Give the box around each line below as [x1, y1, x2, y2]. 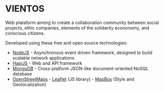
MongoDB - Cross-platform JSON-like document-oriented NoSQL [12, 65, 149, 71]
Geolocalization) [12, 81, 47, 87]
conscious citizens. [5, 30, 45, 36]
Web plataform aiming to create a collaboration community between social [5, 19, 159, 25]
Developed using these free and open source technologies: [5, 39, 128, 45]
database [12, 70, 32, 76]
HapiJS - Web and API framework [12, 60, 83, 66]
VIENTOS [5, 3, 45, 14]
